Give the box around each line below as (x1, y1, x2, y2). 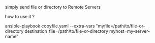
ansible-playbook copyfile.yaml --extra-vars (5, 23, 95, 29)
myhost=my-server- (109, 28, 150, 34)
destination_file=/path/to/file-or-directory (24, 28, 108, 34)
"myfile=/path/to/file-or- (95, 23, 145, 29)
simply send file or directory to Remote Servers (5, 4, 101, 10)
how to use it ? (5, 14, 35, 19)
